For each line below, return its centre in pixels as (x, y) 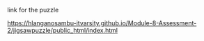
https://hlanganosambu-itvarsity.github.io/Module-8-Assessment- (102, 23)
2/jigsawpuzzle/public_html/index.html (63, 30)
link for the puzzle (33, 10)
